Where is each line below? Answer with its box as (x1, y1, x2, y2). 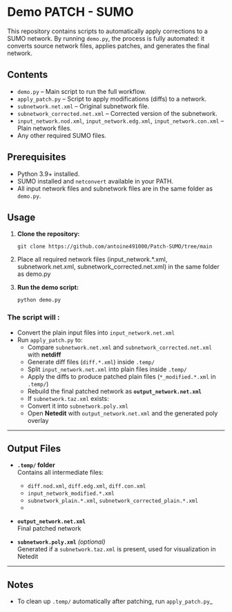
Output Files (7, 443, 61, 455)
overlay (27, 416, 49, 424)
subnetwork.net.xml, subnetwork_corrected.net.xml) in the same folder (17, 263, 220, 271)
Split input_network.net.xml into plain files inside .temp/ (27, 365, 188, 373)
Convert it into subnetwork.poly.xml (27, 402, 129, 410)
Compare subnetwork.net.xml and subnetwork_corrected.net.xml (27, 343, 213, 351)
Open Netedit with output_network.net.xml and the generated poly (27, 408, 218, 417)
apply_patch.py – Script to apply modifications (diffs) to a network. (17, 95, 207, 103)
